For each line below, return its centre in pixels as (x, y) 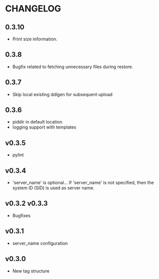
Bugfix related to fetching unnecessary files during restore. (73, 67)
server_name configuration (40, 243)
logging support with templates (44, 127)
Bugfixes (21, 215)
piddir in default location (37, 122)
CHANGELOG (33, 9)
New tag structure (31, 271)
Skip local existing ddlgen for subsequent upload (62, 94)
